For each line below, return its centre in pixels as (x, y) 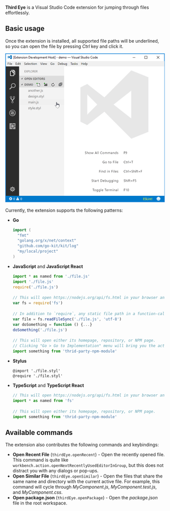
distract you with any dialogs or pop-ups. (55, 471)
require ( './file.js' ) (35, 287)
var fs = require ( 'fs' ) (38, 303)
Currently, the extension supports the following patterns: (64, 210)
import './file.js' (33, 282)
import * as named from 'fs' (43, 400)
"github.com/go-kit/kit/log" (48, 246)
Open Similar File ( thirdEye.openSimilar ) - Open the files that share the (88, 476)
